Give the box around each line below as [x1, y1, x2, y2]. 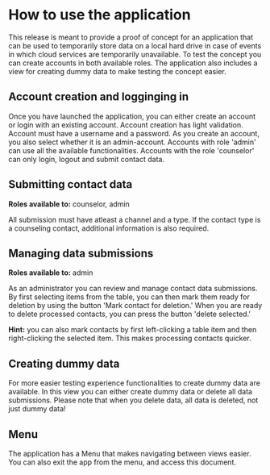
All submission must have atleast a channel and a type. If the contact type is [8, 215, 261, 224]
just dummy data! [8, 404, 66, 414]
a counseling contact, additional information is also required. [8, 223, 210, 233]
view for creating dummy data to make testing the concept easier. [8, 66, 227, 76]
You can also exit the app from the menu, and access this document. [8, 457, 236, 467]
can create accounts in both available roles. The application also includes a [8, 58, 258, 68]
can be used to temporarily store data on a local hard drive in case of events [8, 40, 262, 50]
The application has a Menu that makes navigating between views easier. [8, 449, 251, 458]
